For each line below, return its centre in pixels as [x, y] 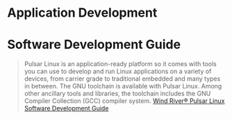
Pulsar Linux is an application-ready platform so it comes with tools [120, 64]
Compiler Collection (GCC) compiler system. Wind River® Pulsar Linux [124, 101]
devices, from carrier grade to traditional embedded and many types [122, 79]
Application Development [82, 13]
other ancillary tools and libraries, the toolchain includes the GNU [117, 94]
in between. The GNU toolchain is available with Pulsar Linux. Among [123, 86]
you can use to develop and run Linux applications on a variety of [118, 72]
